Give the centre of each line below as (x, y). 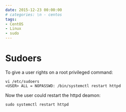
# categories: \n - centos (34, 15)
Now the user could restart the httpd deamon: (53, 95)
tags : (11, 19)
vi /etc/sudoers (22, 81)
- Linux (13, 29)
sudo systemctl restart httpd (37, 104)
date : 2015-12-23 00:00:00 (34, 10)
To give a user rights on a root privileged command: (59, 72)
